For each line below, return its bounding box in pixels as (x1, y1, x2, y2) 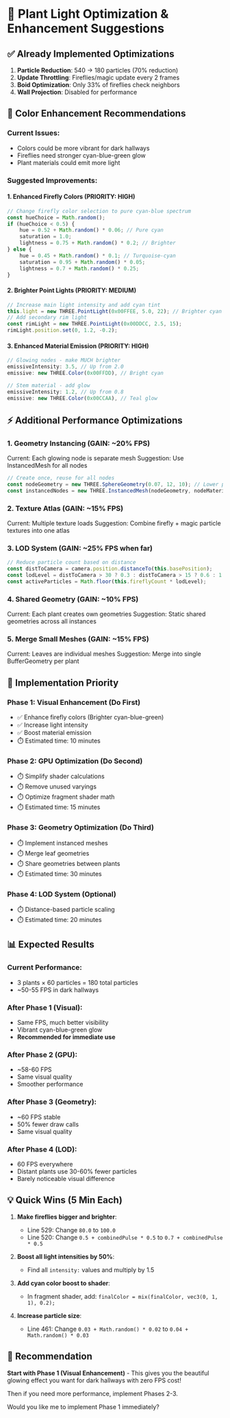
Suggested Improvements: (7, 175, 98, 185)
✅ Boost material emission (16, 729, 92, 737)
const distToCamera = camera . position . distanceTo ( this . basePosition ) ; (7, 565, 213, 573)
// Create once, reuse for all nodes (7, 475, 115, 482)
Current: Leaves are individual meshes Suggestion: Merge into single (7, 650, 202, 658)
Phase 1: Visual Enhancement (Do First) (7, 697, 141, 707)
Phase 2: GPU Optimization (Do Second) (7, 756, 143, 766)
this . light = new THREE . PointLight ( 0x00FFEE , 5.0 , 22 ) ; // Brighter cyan (7, 308, 222, 314)
